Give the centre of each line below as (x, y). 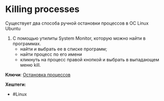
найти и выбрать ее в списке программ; (64, 49)
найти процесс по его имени (51, 54)
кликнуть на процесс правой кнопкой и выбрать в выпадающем (90, 59)
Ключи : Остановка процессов (38, 74)
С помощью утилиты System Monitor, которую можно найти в (79, 38)
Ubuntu (13, 28)
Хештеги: (16, 84)
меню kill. (31, 65)
